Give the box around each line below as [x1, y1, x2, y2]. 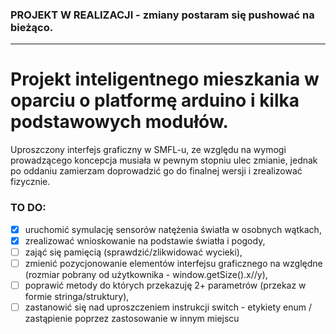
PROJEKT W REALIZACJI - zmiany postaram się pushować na [10, 8, 315, 22]
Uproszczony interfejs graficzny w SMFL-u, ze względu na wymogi [10, 144, 287, 156]
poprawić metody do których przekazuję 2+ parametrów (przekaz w [24, 279, 307, 291]
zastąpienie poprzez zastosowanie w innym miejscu [24, 312, 240, 324]
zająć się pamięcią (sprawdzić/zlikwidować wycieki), [24, 246, 243, 258]
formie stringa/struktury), [24, 290, 130, 302]
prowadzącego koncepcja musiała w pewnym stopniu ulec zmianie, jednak [10, 154, 318, 167]
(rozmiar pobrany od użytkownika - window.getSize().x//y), [24, 268, 268, 280]
